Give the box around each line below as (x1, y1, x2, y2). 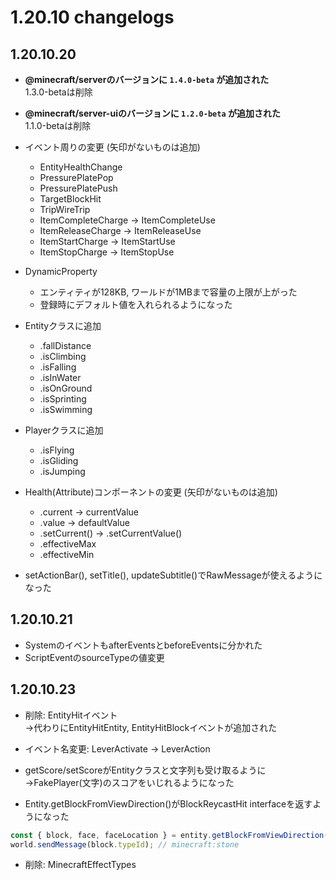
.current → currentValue (39, 506, 139, 518)
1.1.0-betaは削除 (24, 120, 92, 131)
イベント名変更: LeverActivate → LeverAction (24, 742, 211, 755)
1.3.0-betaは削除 (24, 86, 93, 98)
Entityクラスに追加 (24, 320, 102, 331)
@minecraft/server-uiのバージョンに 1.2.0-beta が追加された (24, 107, 281, 119)
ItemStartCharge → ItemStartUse (39, 236, 176, 247)
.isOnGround (39, 382, 93, 394)
